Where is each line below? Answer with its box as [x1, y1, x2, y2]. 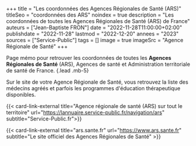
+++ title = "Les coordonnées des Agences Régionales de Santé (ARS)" [6, 5, 182, 12]
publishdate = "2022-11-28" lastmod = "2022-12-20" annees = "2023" [6, 30, 179, 37]
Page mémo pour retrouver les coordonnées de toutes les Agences [6, 55, 172, 61]
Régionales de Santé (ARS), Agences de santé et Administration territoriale [6, 61, 191, 68]
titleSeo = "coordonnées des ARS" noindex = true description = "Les [6, 11, 174, 18]
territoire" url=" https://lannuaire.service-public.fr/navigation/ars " [6, 109, 165, 116]
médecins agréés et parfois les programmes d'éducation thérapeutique [6, 85, 181, 91]
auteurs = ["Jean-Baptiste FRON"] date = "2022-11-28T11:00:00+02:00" [6, 24, 182, 31]
